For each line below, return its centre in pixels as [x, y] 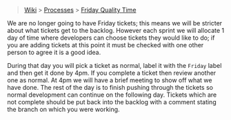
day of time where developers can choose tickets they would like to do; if [111, 38]
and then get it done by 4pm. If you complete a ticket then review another [112, 73]
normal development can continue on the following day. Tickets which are [112, 95]
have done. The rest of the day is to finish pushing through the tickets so [110, 87]
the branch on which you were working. [63, 109]
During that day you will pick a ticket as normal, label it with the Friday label [114, 65]
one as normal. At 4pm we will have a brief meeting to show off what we [110, 80]
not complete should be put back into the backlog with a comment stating [112, 102]
